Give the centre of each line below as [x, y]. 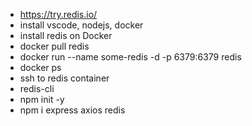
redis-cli [37, 88]
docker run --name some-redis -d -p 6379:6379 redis [130, 57]
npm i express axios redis [72, 110]
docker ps [40, 67]
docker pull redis [54, 46]
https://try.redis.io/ [58, 14]
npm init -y [42, 99]
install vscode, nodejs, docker [81, 25]
